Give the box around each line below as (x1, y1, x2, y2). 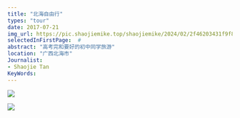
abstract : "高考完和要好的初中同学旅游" (7, 43, 116, 50)
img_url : (7, 30, 34, 38)
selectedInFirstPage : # (7, 37, 81, 44)
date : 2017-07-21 (7, 23, 59, 31)
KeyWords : (7, 70, 37, 77)
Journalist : (7, 57, 43, 64)
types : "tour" (7, 17, 50, 24)
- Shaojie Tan (7, 63, 50, 70)
